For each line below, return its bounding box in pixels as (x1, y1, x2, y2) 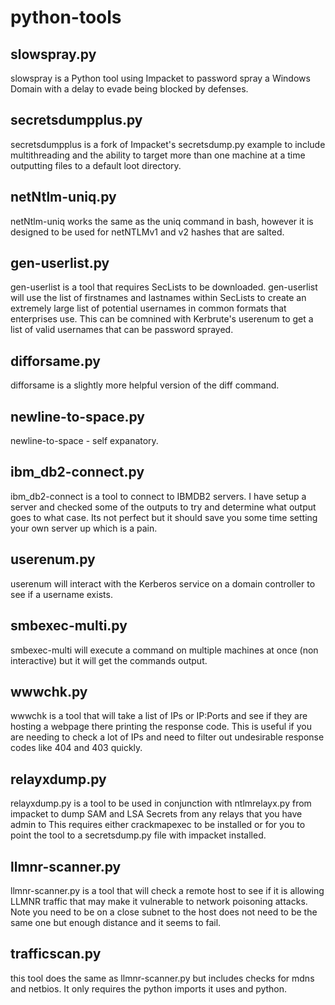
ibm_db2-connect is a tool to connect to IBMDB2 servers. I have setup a (10, 490, 307, 502)
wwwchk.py (10, 683, 88, 700)
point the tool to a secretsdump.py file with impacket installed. (10, 829, 267, 841)
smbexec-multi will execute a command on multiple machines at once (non (10, 644, 319, 656)
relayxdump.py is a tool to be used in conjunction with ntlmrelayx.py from (10, 797, 312, 810)
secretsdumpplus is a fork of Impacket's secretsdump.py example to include (10, 138, 326, 150)
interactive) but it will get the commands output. (10, 654, 208, 666)
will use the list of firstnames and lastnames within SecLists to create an (10, 292, 307, 304)
